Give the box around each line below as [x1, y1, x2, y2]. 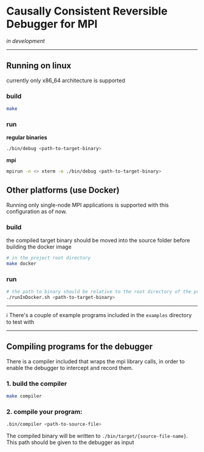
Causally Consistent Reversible [6, 4, 168, 18]
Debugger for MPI [6, 17, 98, 31]
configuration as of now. [6, 208, 67, 215]
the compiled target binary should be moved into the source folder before [6, 237, 190, 244]
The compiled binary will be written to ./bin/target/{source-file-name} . [6, 433, 188, 440]
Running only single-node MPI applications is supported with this [6, 201, 169, 208]
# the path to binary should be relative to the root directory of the [6, 289, 191, 295]
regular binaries [6, 134, 47, 141]
